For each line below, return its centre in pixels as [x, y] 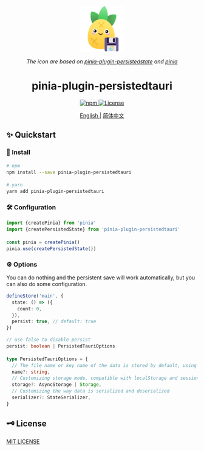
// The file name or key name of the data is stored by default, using [104, 365]
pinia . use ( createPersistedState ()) [51, 249]
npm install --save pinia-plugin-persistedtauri [69, 172]
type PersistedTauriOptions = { [47, 359]
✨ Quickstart [31, 135]
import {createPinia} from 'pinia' [51, 223]
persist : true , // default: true [54, 322]
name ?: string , [31, 372]
